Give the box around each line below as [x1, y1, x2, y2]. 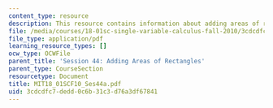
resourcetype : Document [8, 72, 89, 80]
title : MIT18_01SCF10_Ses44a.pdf [8, 80, 122, 88]
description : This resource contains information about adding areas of [8, 19, 260, 28]
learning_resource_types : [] [8, 42, 107, 50]
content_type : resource [8, 11, 89, 20]
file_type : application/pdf [8, 34, 104, 43]
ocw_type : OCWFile [8, 50, 71, 58]
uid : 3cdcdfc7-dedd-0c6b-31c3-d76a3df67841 [8, 87, 158, 96]
